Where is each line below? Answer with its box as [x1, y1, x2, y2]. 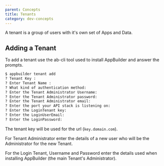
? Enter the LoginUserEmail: [5, 113, 65, 118]
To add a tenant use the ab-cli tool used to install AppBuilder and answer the [5, 57, 160, 63]
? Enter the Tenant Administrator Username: [5, 90, 97, 95]
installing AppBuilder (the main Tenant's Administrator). [5, 155, 117, 161]
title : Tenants [5, 12, 36, 17]
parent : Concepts [5, 7, 41, 12]
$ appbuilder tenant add [5, 71, 56, 76]
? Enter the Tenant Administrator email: [5, 99, 91, 104]
